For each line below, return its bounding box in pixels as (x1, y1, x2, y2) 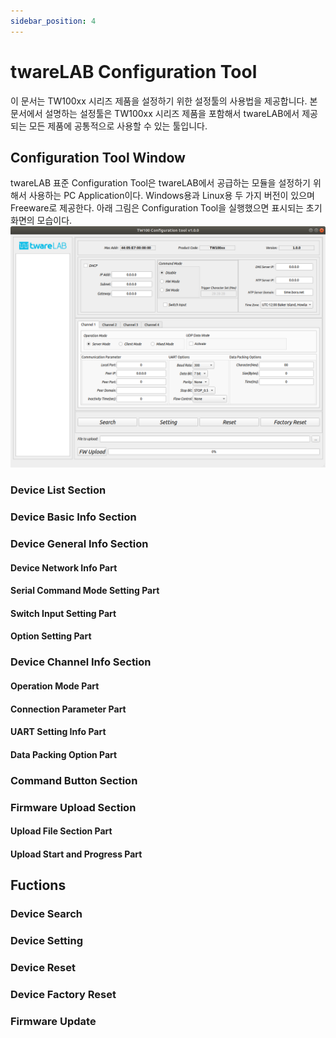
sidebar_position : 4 (10, 16, 97, 26)
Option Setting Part (10, 630, 92, 642)
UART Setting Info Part (10, 726, 107, 738)
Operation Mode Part (10, 680, 100, 692)
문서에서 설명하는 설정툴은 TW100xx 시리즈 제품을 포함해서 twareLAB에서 (10, 107, 300, 119)
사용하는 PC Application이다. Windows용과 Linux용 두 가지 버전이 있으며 (28, 190, 315, 202)
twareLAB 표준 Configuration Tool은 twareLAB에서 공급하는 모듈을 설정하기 (10, 177, 311, 189)
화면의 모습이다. (10, 215, 73, 227)
